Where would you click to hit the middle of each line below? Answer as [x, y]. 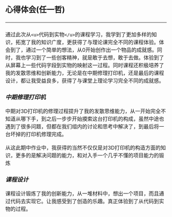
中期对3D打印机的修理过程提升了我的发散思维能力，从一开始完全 [83, 111]
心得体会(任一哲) [35, 10]
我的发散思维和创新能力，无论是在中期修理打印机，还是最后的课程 [85, 73]
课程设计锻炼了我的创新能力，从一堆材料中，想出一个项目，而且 [82, 194]
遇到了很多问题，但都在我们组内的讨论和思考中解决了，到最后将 [82, 127]
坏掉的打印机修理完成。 [39, 134]
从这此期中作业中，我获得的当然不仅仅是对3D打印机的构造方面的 [83, 148]
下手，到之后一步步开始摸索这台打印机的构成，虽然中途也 [95, 119]
